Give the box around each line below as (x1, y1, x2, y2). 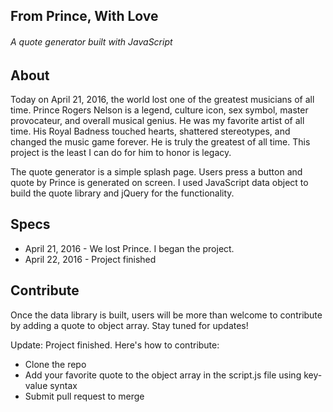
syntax (49, 379, 78, 391)
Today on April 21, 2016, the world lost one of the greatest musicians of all (10, 94, 315, 106)
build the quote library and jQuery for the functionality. (10, 187, 235, 199)
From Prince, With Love (10, 8, 159, 25)
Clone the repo (24, 358, 87, 370)
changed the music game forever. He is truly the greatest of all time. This (10, 136, 311, 148)
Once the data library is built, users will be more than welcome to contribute (10, 309, 323, 321)
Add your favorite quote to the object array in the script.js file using (24, 369, 302, 381)
